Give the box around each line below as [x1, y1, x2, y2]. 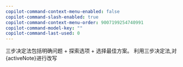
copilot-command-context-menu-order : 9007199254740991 [5, 19, 144, 25]
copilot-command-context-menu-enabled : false [5, 8, 120, 15]
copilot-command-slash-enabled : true [5, 14, 99, 20]
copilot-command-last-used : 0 [5, 31, 81, 36]
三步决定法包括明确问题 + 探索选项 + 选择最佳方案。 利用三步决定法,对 [5, 48, 177, 55]
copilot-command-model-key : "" [5, 25, 83, 31]
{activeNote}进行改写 [5, 55, 57, 62]
